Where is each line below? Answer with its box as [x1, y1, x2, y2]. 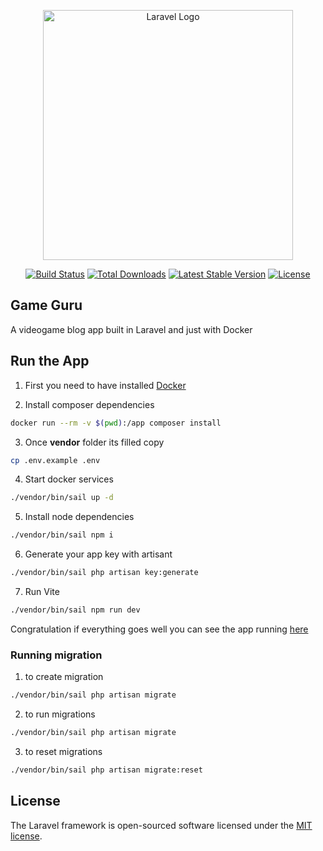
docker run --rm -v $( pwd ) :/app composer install [10, 418, 222, 428]
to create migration [24, 671, 104, 683]
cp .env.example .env [10, 455, 101, 465]
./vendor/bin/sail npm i [10, 530, 114, 540]
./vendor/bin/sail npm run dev [10, 605, 141, 615]
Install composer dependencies [24, 398, 155, 410]
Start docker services [24, 473, 114, 485]
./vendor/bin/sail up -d [10, 493, 114, 503]
